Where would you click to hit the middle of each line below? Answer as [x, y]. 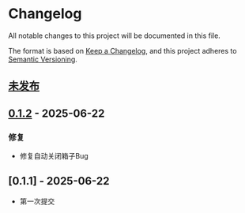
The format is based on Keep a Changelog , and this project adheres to [122, 50]
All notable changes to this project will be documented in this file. [115, 35]
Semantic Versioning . [43, 59]
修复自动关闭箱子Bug [54, 156]
